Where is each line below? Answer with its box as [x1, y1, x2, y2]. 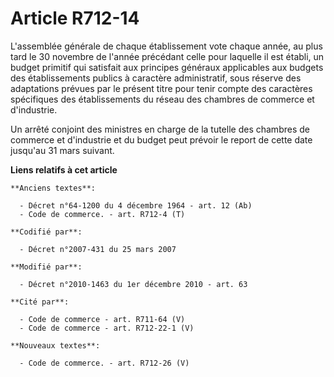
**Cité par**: [10, 297, 70, 307]
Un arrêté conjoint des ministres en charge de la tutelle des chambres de [10, 123, 310, 135]
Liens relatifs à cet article [10, 163, 118, 176]
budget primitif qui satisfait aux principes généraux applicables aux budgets [10, 61, 324, 73]
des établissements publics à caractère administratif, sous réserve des [10, 72, 302, 84]
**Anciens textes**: [10, 183, 97, 193]
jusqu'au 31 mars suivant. [10, 144, 115, 156]
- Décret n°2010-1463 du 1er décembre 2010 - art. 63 [19, 279, 248, 289]
